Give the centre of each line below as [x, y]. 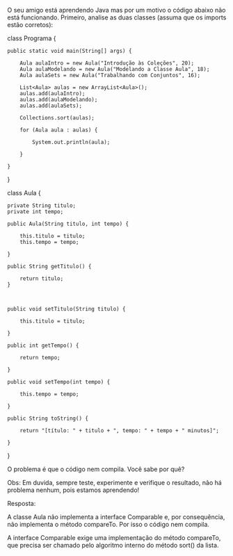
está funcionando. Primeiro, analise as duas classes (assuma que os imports [117, 17]
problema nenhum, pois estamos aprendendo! [73, 490]
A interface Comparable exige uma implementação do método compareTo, [114, 538]
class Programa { [32, 38]
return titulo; [42, 279]
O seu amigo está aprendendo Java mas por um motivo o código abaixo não [116, 10]
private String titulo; [42, 206]
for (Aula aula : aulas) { [59, 130]
